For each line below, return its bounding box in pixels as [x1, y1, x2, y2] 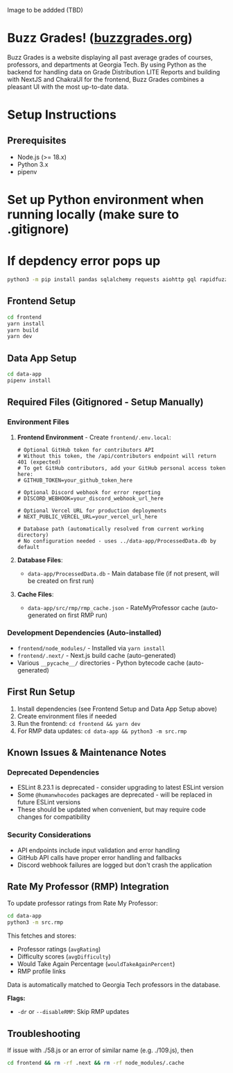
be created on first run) [27, 576, 94, 585]
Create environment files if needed [17, 711, 117, 720]
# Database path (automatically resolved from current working [17, 525, 205, 532]
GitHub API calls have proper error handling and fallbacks [17, 853, 182, 861]
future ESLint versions [17, 798, 81, 806]
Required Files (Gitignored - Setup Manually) [7, 396, 204, 408]
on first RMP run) [58, 611, 107, 619]
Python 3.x [17, 160, 49, 169]
